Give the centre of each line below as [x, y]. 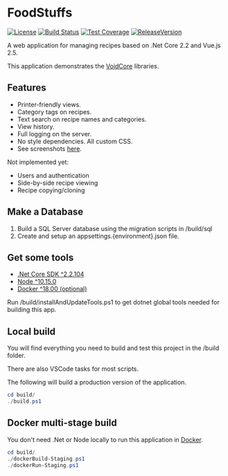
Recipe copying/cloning [51, 190]
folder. [16, 356]
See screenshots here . [49, 148]
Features [27, 88]
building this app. [32, 310]
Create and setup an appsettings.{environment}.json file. [98, 236]
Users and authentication [53, 175]
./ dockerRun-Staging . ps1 [43, 465]
